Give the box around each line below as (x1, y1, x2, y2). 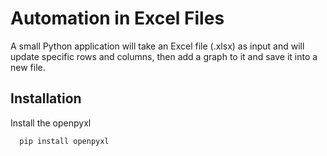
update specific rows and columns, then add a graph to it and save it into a (10, 50, 318, 62)
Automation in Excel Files (10, 7, 225, 30)
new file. (10, 61, 46, 73)
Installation (10, 90, 82, 107)
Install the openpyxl (10, 117, 92, 129)
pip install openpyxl (19, 136, 110, 146)
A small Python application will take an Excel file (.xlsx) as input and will (10, 40, 305, 52)
